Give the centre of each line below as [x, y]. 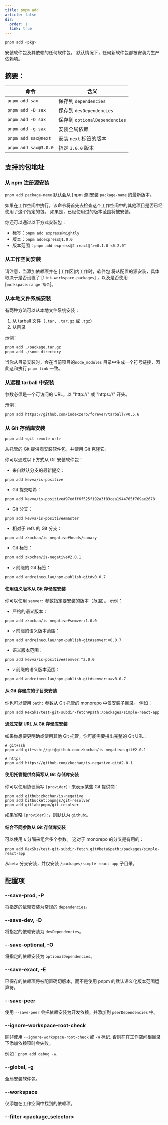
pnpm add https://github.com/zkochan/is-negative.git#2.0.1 [69, 763]
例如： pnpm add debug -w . [31, 1054]
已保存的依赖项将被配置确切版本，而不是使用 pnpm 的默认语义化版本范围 [80, 981]
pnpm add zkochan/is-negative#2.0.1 [43, 557]
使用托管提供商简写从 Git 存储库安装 [42, 775]
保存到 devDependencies [86, 110]
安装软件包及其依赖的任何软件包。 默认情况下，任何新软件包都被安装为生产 [82, 52]
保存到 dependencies [82, 101]
